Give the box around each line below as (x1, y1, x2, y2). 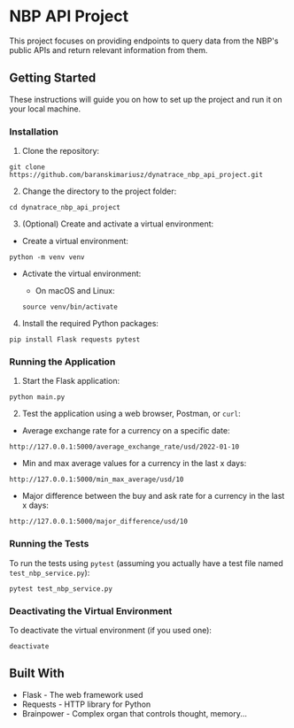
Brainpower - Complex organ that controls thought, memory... (21, 708, 248, 718)
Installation (9, 126, 59, 138)
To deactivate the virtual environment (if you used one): (9, 625, 213, 635)
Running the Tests (9, 538, 89, 550)
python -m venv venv (9, 253, 86, 262)
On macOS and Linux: (35, 286, 115, 296)
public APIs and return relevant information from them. (9, 44, 208, 55)
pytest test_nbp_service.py (9, 584, 113, 594)
